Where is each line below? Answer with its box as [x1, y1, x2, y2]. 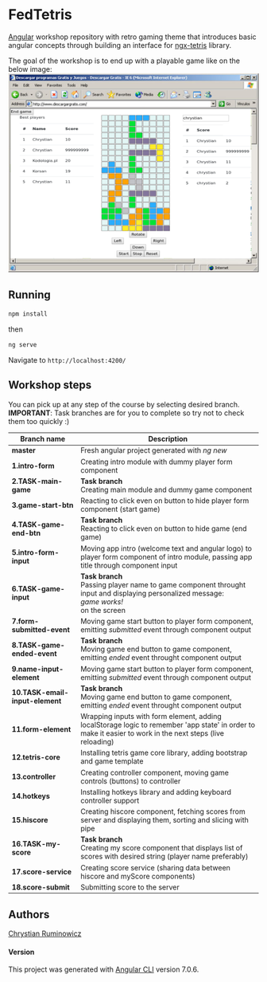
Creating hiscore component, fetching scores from [80, 807, 246, 816]
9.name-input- [11, 664, 64, 674]
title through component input [80, 560, 178, 570]
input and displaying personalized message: [80, 588, 224, 598]
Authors [8, 907, 50, 921]
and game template [80, 756, 144, 766]
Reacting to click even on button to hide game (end [80, 524, 248, 533]
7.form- [11, 616, 40, 627]
